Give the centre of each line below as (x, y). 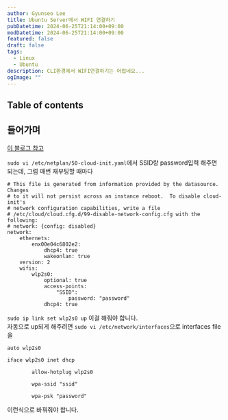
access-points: (65, 286)
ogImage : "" (24, 77)
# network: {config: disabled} (52, 226)
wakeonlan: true (67, 256)
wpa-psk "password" (60, 396)
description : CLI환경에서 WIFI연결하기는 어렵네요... (76, 71)
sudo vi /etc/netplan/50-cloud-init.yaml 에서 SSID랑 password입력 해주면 (112, 163)
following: (23, 220)
